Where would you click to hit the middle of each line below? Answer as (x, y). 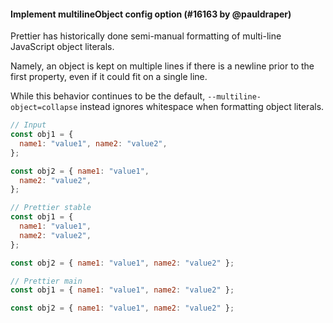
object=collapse (44, 108)
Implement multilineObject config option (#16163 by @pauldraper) (151, 14)
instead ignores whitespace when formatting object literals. (202, 107)
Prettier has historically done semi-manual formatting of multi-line (146, 36)
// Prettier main (46, 281)
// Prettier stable (51, 208)
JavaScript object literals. (62, 47)
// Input (28, 125)
